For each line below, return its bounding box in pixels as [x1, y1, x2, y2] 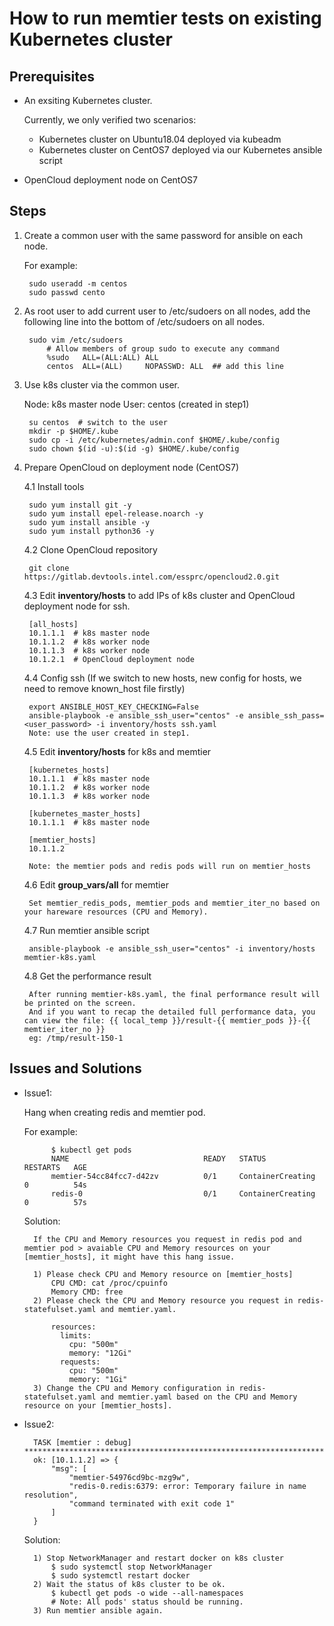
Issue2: [23, 1418, 55, 1430]
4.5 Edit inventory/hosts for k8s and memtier [23, 745, 212, 757]
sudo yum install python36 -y [28, 526, 155, 536]
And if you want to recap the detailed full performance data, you [28, 1007, 316, 1017]
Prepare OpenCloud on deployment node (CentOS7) [23, 461, 240, 473]
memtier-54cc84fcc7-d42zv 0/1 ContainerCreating [50, 1171, 316, 1181]
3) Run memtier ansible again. [33, 1605, 164, 1616]
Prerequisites [9, 68, 95, 85]
